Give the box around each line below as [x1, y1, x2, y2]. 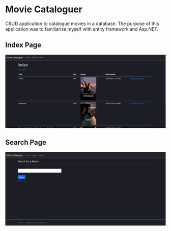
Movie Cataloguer [5, 4, 83, 15]
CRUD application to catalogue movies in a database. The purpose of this [5, 20, 159, 27]
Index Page [5, 41, 42, 50]
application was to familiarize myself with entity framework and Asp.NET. [5, 26, 159, 32]
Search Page [5, 138, 47, 147]
